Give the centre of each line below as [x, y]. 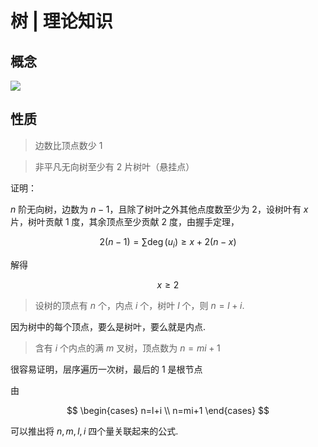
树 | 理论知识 [61, 21]
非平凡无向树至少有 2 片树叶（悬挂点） [114, 166]
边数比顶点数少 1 [68, 145]
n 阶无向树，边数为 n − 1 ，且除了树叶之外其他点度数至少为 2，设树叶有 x [159, 209]
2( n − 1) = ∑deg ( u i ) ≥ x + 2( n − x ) [168, 242]
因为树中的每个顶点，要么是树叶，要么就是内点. [108, 326]
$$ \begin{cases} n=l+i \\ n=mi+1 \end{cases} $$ [168, 410]
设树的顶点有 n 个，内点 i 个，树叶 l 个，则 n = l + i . [139, 305]
